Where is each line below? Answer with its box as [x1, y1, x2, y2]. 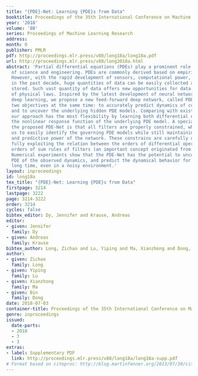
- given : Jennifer [6, 223, 51, 229]
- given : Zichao [6, 256, 46, 262]
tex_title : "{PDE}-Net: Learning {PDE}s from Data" [6, 179, 136, 185]
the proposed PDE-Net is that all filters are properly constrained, [11, 124, 186, 130]
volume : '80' [6, 25, 38, 31]
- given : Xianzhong [6, 278, 54, 284]
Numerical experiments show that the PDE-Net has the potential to [11, 152, 181, 158]
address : [6, 36, 28, 42]
